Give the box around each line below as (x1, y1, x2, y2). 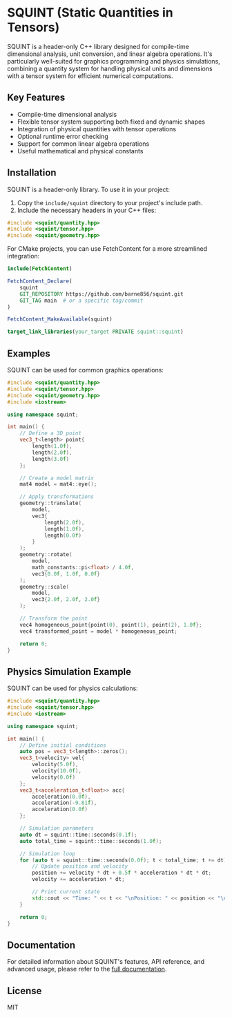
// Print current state (32, 888, 100, 895)
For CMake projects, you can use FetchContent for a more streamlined (7, 245, 208, 253)
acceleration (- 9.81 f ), (32, 799, 97, 806)
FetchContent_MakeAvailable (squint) (7, 316, 113, 323)
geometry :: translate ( (19, 500, 81, 507)
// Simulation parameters (19, 825, 95, 832)
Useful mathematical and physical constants (17, 146, 144, 155)
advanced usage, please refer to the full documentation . (7, 965, 167, 973)
